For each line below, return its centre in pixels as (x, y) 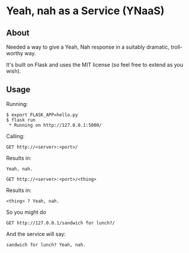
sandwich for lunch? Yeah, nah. (46, 245)
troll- (177, 47)
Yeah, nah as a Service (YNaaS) (85, 11)
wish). (14, 71)
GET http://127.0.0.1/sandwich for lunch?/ (61, 223)
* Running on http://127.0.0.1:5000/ (55, 125)
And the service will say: (36, 234)
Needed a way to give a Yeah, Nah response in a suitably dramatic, (88, 47)
